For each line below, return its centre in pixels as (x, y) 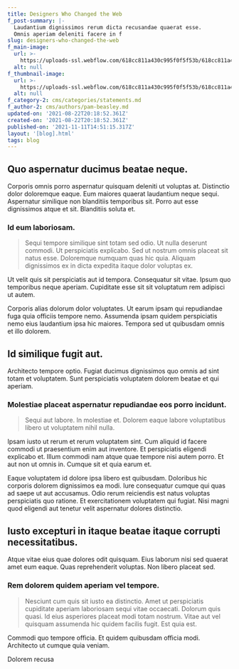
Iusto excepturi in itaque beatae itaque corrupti (114, 531)
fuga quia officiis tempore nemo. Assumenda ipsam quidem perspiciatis (112, 316)
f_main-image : (28, 47)
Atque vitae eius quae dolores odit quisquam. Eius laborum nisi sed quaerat (118, 559)
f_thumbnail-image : (36, 74)
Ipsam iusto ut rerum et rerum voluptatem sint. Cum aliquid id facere (107, 442)
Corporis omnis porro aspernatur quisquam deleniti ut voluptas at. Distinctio (118, 186)
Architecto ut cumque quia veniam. (59, 645)
